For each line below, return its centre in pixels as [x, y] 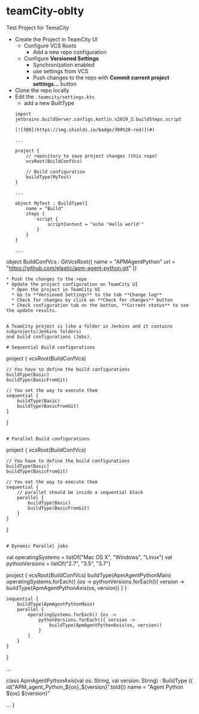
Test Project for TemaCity [38, 28]
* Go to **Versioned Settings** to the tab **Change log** [87, 295]
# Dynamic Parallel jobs [37, 546]
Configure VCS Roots [50, 46]
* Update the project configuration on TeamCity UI [72, 284]
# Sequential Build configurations [51, 347]
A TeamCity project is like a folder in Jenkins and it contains [89, 326]
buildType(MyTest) [49, 177]
